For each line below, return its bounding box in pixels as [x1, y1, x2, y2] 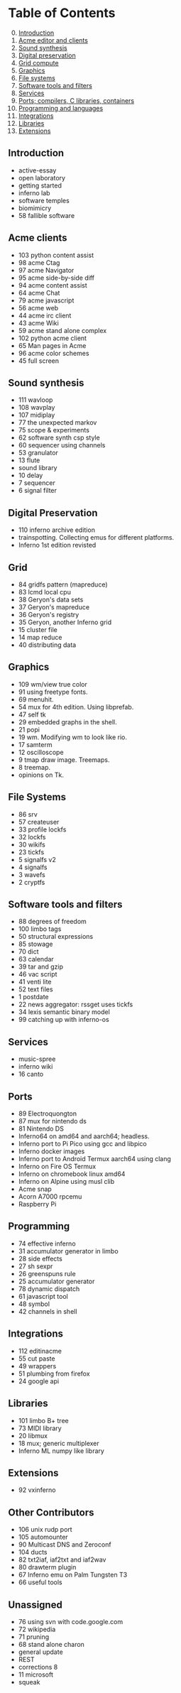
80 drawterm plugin [18, 1563, 77, 1572]
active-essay [18, 165, 57, 175]
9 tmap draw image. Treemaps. [18, 755, 110, 764]
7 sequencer [18, 479, 55, 487]
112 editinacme [18, 1346, 62, 1355]
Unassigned [8, 1599, 62, 1611]
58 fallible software [18, 211, 75, 219]
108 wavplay [18, 403, 55, 412]
